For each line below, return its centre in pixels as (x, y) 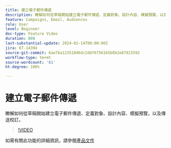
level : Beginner (22, 29)
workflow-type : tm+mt (28, 57)
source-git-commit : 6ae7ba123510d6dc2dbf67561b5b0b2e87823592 (73, 53)
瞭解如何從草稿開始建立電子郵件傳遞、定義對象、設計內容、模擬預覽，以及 (83, 113)
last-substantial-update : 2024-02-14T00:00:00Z (57, 43)
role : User (17, 24)
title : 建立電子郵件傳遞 (28, 10)
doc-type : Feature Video (32, 34)
